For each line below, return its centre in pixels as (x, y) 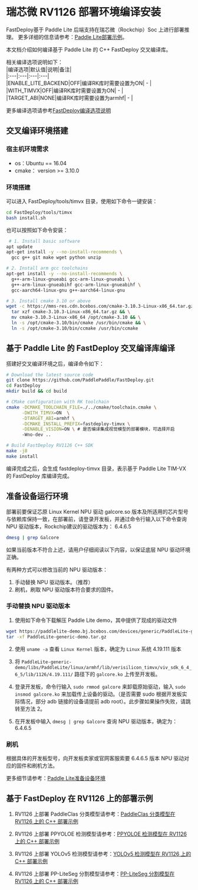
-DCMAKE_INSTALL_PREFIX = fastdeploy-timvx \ (76, 424)
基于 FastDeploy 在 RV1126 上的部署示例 (80, 799)
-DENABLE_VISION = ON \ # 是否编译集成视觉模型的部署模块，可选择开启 (98, 429)
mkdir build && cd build (37, 391)
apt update (19, 247)
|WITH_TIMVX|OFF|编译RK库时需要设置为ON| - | (65, 90)
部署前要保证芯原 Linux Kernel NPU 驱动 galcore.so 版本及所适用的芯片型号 (97, 511)
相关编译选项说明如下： (34, 62)
